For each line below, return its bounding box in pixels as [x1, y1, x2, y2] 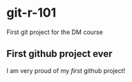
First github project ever [6, 48, 113, 60]
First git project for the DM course [6, 28, 103, 36]
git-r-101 [6, 5, 57, 21]
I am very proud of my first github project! [6, 66, 126, 74]
